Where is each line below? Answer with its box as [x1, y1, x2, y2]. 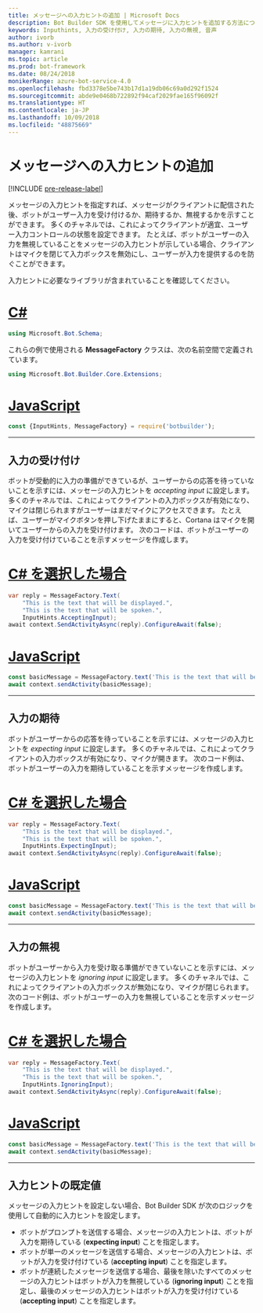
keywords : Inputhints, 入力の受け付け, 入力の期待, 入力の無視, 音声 [8, 26, 218, 34]
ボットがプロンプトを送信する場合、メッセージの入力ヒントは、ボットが [19, 1227, 253, 1237]
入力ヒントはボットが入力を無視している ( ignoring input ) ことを [40, 1277, 247, 1286]
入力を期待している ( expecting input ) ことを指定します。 [19, 1238, 204, 1247]
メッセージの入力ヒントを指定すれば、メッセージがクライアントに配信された [8, 199, 254, 209]
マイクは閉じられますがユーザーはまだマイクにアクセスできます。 [8, 506, 220, 514]
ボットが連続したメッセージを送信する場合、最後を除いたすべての [19, 1267, 232, 1276]
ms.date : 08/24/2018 [8, 70, 76, 78]
